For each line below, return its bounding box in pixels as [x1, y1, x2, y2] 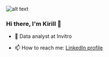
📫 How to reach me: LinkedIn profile [14, 44, 103, 51]
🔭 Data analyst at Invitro [14, 33, 72, 40]
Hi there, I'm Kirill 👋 [6, 20, 62, 28]
